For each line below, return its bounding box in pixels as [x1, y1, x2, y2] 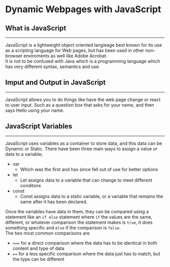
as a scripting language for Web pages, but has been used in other [5, 47, 144, 53]
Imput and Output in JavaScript [5, 78, 106, 87]
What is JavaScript [5, 24, 67, 32]
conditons [20, 182, 41, 188]
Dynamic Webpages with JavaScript [5, 4, 161, 15]
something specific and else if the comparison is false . [5, 224, 121, 230]
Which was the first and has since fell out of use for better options [20, 166, 158, 172]
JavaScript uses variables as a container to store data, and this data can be [5, 140, 162, 146]
